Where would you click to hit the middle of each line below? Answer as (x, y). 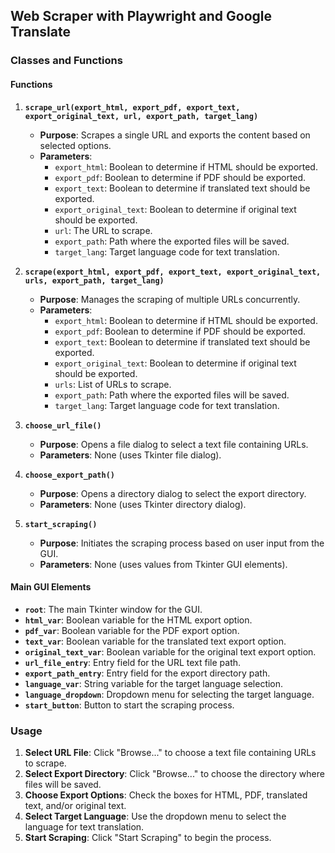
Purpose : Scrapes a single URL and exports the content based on (175, 135)
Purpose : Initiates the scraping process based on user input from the (182, 543)
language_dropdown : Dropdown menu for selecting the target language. (169, 694)
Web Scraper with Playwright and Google (141, 16)
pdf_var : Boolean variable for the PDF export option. (132, 630)
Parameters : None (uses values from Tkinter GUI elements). (163, 564)
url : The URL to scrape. (103, 230)
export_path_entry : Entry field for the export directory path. (147, 673)
